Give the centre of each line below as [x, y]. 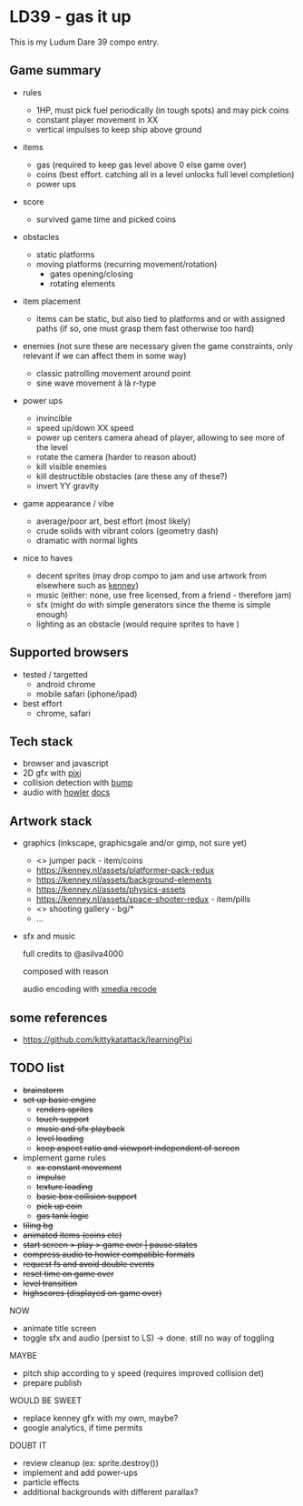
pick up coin [59, 1206]
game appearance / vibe [68, 503]
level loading [60, 1138]
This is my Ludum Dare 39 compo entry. [84, 42]
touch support [63, 1119]
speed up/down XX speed [85, 427]
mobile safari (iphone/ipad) [87, 694]
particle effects [51, 1482]
